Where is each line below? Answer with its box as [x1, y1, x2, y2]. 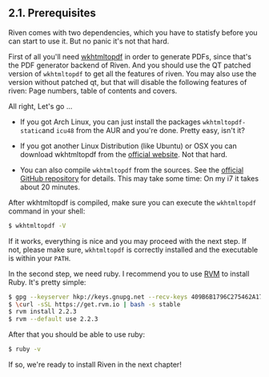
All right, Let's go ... [8, 101, 73, 111]
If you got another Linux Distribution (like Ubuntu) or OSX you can [19, 140, 238, 151]
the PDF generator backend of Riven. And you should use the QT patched [8, 60, 251, 70]
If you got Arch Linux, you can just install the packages [19, 116, 202, 127]
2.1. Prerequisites [8, 6, 96, 20]
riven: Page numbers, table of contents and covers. [8, 86, 178, 95]
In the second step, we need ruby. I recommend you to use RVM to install [8, 269, 250, 278]
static [19, 127, 42, 135]
